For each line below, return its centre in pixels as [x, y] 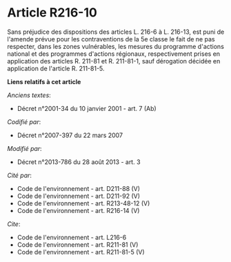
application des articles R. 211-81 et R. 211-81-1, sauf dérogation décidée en [114, 61]
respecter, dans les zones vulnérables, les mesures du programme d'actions [115, 46]
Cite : [14, 224]
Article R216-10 [52, 13]
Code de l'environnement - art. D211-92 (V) [78, 196]
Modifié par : [25, 148]
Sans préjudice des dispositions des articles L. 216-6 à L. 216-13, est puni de [116, 32]
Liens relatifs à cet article [44, 81]
